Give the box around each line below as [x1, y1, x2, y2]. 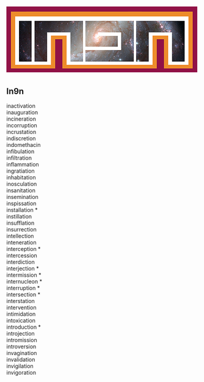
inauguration [6, 109, 38, 116]
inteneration [6, 239, 37, 246]
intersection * [6, 291, 41, 298]
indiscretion [6, 135, 36, 142]
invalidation [6, 356, 35, 363]
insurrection [6, 226, 37, 233]
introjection [6, 330, 35, 337]
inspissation [6, 200, 37, 207]
